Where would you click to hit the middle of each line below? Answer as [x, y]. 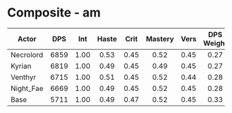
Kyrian [21, 65]
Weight [215, 43]
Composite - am [54, 13]
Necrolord [27, 54]
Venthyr [23, 77]
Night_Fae [27, 88]
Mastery [160, 39]
